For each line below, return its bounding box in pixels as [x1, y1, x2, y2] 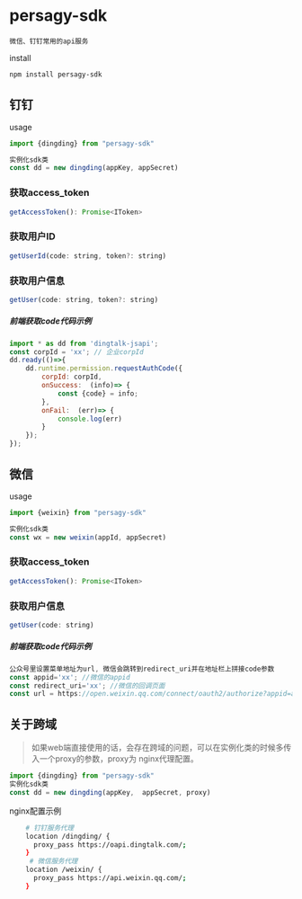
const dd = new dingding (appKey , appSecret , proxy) [9, 788, 211, 797]
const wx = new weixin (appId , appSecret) [9, 532, 167, 542]
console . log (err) [57, 414, 123, 423]
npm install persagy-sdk [9, 69, 102, 79]
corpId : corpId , [41, 372, 102, 382]
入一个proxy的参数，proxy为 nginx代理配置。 [31, 753, 200, 764]
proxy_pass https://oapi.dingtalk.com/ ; [32, 840, 187, 850]
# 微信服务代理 [29, 857, 78, 866]
